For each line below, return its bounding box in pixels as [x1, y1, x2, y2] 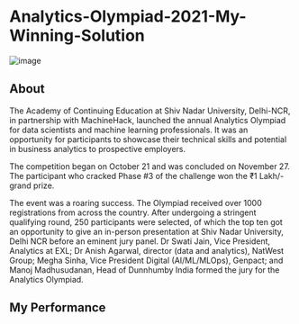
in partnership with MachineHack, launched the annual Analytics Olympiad [9, 114, 286, 125]
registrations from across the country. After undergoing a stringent [9, 207, 257, 218]
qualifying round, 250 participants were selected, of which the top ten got [9, 216, 284, 227]
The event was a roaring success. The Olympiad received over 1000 [9, 197, 263, 208]
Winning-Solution [9, 25, 146, 46]
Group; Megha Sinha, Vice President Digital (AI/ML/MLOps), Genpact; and [9, 255, 284, 265]
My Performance [9, 300, 106, 316]
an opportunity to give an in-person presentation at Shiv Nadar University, [9, 226, 284, 237]
